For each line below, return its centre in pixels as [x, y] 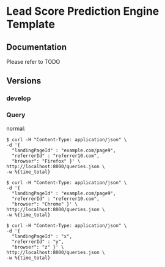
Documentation [37, 47]
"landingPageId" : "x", [42, 236]
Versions [24, 81]
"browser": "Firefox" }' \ [46, 161]
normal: [16, 128]
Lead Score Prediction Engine [83, 11]
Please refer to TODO [33, 62]
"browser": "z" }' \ [38, 247]
